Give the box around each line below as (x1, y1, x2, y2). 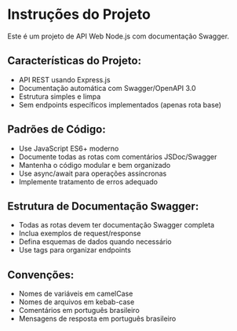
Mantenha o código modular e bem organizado (18, 160, 171, 169)
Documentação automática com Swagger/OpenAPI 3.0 (18, 83, 197, 93)
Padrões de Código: (7, 123, 107, 136)
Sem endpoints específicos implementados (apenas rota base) (18, 100, 221, 109)
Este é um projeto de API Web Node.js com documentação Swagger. (7, 31, 229, 41)
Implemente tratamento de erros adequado (18, 176, 159, 186)
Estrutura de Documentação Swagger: (7, 199, 199, 213)
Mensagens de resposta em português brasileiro (18, 314, 177, 323)
